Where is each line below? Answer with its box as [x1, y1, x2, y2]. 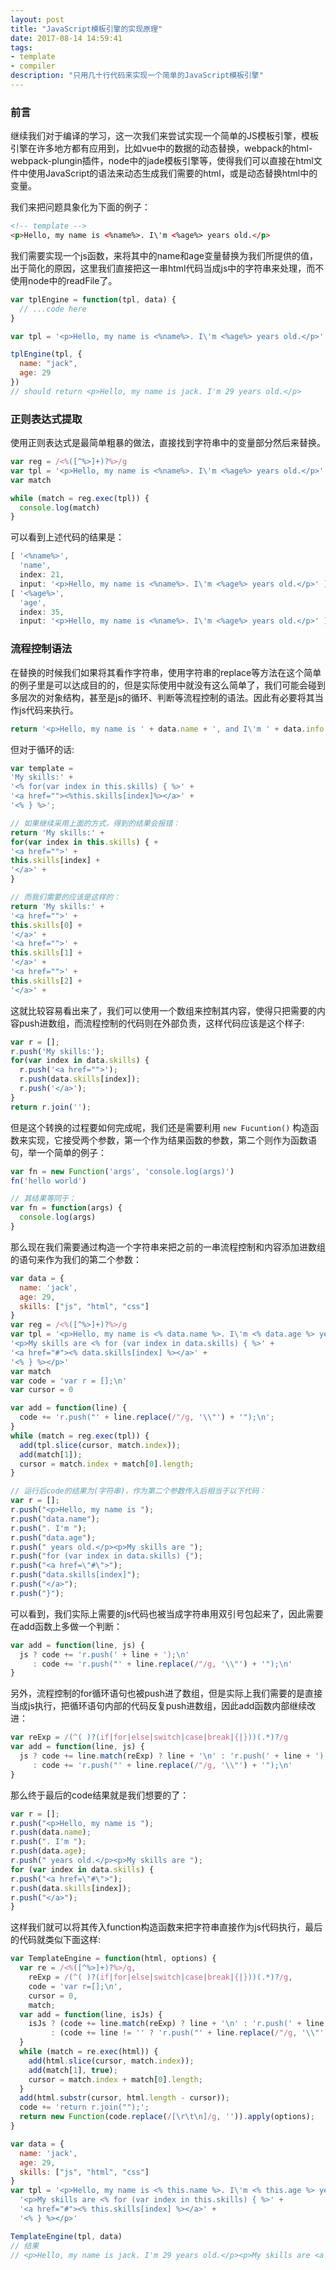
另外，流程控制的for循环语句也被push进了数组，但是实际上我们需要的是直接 [10, 1687, 323, 1700]
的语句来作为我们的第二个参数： [10, 1253, 142, 1265]
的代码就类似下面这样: [10, 1934, 102, 1946]
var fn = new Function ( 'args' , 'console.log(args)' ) [10, 1166, 235, 1176]
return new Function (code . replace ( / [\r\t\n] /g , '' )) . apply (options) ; [19, 2112, 316, 2122]
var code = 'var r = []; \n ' [10, 1376, 128, 1386]
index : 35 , [19, 607, 65, 617]
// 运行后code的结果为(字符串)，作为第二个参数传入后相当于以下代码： [10, 1486, 267, 1496]
